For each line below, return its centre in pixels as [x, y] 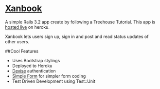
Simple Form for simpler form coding [49, 76]
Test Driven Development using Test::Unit [54, 81]
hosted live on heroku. [27, 27]
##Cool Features [22, 51]
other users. [17, 41]
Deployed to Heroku [32, 66]
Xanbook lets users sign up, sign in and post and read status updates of [77, 36]
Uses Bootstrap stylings [36, 60]
